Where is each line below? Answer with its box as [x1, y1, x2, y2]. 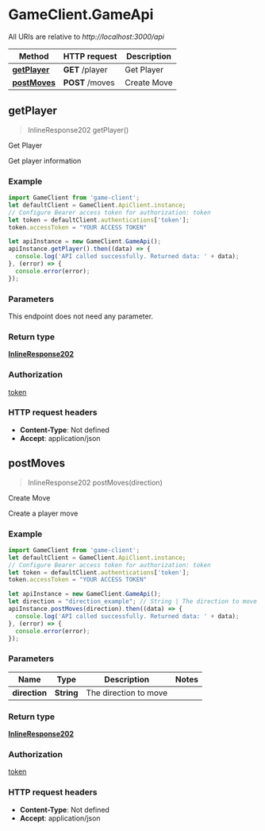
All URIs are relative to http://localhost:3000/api [8, 32, 165, 41]
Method [18, 50, 49, 61]
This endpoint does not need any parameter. [8, 311, 153, 321]
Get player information [8, 156, 82, 165]
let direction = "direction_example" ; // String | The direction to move [8, 597, 258, 605]
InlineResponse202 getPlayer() [27, 125, 129, 134]
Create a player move [8, 508, 79, 518]
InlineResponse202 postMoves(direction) [27, 477, 163, 487]
